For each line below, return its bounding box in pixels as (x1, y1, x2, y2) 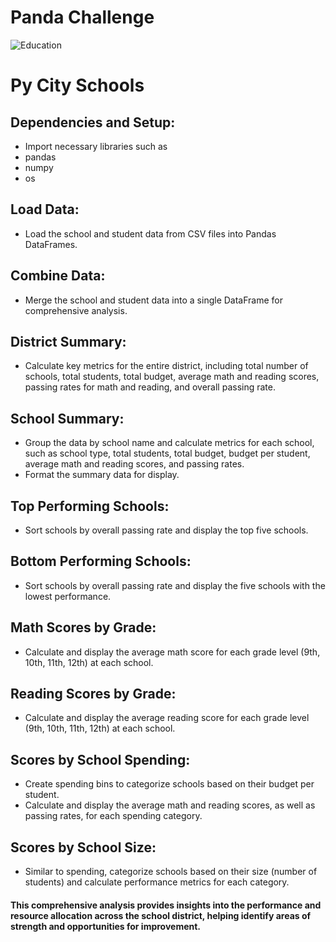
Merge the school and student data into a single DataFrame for (24, 294, 283, 306)
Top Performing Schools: (10, 497, 170, 515)
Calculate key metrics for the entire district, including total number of (24, 360, 309, 372)
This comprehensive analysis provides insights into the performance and (10, 899, 322, 911)
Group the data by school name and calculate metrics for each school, (24, 437, 315, 449)
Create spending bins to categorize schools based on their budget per (24, 778, 315, 790)
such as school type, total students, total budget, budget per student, (24, 447, 311, 460)
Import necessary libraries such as (24, 140, 168, 152)
